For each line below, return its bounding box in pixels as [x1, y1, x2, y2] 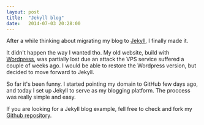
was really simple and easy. [6, 93, 77, 101]
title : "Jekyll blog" [6, 15, 64, 21]
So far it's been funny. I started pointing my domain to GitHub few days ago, [6, 80, 198, 88]
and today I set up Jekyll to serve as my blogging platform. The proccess [6, 87, 191, 94]
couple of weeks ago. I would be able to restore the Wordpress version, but [6, 62, 197, 69]
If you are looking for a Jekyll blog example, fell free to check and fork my [6, 105, 193, 113]
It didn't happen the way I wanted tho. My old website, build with [6, 49, 170, 56]
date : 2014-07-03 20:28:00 [6, 20, 81, 26]
